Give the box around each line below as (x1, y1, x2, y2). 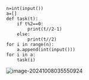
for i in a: (6, 52, 36, 58)
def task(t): (6, 16, 39, 22)
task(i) (17, 57, 36, 63)
